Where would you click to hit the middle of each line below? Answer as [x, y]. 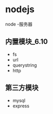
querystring [24, 65]
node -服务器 [19, 24]
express [21, 106]
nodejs [20, 9]
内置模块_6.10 [26, 42]
